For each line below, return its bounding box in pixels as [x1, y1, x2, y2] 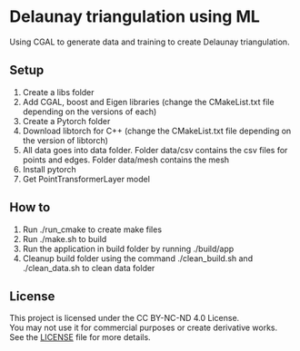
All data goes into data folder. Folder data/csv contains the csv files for [22, 144, 288, 155]
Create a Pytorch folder [22, 115, 111, 126]
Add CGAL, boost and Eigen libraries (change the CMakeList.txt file [22, 96, 275, 107]
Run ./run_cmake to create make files [22, 224, 162, 235]
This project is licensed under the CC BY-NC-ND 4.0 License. [9, 313, 240, 324]
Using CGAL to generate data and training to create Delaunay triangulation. [9, 36, 290, 47]
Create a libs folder [22, 86, 95, 97]
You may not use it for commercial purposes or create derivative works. [9, 322, 278, 333]
